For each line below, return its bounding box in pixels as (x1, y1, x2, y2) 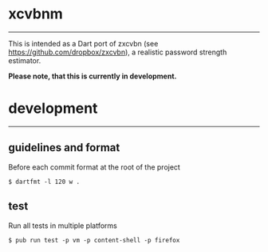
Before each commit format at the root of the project (8, 162, 181, 172)
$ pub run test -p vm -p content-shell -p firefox (8, 236, 180, 244)
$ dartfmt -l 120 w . (8, 178, 81, 186)
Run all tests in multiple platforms (8, 221, 117, 230)
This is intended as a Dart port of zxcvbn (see (8, 38, 159, 48)
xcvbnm (8, 5, 64, 23)
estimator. (8, 55, 41, 65)
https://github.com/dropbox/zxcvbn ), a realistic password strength (8, 47, 227, 57)
